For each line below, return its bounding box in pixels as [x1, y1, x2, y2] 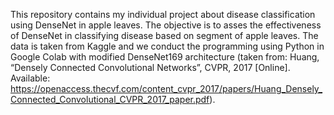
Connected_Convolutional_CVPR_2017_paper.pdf [10, 94, 210, 105]
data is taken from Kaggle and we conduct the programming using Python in [10, 40, 325, 52]
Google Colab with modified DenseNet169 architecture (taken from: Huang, [10, 51, 320, 63]
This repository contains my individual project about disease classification [10, 9, 316, 20]
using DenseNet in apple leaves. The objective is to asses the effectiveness [10, 19, 322, 31]
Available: [10, 72, 51, 84]
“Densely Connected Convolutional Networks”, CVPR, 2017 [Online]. [10, 62, 291, 73]
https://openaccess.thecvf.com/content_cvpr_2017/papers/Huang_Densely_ [10, 83, 323, 94]
